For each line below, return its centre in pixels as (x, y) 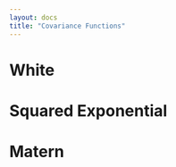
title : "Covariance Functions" (67, 26)
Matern (37, 152)
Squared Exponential (88, 110)
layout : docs (34, 17)
